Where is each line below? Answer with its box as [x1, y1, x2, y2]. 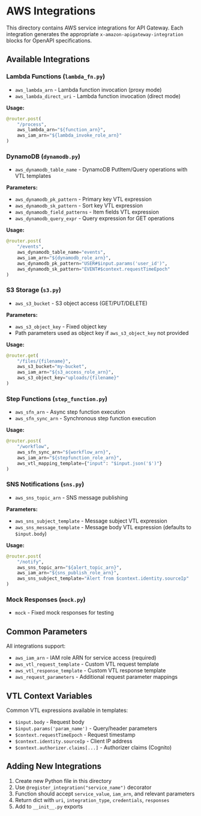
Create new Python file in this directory [14, 777, 112, 784]
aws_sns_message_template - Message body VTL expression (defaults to [14, 523, 192, 530]
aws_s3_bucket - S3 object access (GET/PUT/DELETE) [14, 299, 148, 307]
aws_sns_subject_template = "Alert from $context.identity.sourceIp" [17, 575, 189, 581]
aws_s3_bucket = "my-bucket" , [17, 364, 87, 370]
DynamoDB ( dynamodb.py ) [6, 152, 81, 161]
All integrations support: [6, 642, 66, 650]
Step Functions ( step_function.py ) [6, 394, 108, 403]
